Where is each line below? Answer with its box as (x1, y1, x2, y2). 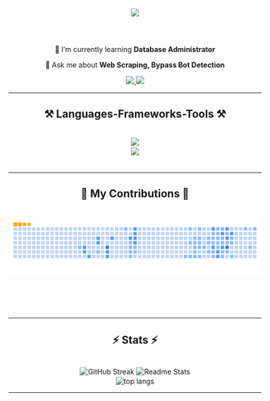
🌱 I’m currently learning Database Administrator (55, 44, 215, 54)
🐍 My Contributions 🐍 (80, 187, 190, 200)
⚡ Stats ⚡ (112, 333, 158, 346)
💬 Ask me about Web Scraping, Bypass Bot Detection (45, 59, 225, 70)
